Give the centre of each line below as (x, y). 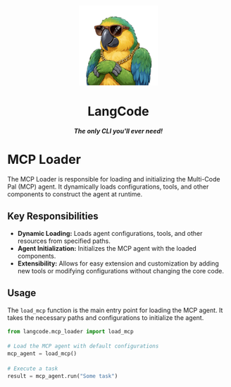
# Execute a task (33, 369)
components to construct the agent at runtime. (75, 194)
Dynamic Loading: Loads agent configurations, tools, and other (110, 233)
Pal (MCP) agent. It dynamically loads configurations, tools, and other (108, 186)
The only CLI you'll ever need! (118, 131)
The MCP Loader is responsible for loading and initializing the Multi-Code (114, 179)
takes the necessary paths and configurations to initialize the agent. (106, 317)
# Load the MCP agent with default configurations (83, 346)
